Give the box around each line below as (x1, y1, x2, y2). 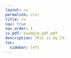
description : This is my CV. (5, 36, 67, 41)
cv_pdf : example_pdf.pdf (5, 31, 58, 36)
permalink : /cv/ (5, 12, 40, 17)
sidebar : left (10, 45, 40, 50)
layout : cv (5, 7, 28, 13)
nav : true (5, 21, 26, 27)
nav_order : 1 (5, 26, 33, 31)
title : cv (5, 17, 26, 22)
